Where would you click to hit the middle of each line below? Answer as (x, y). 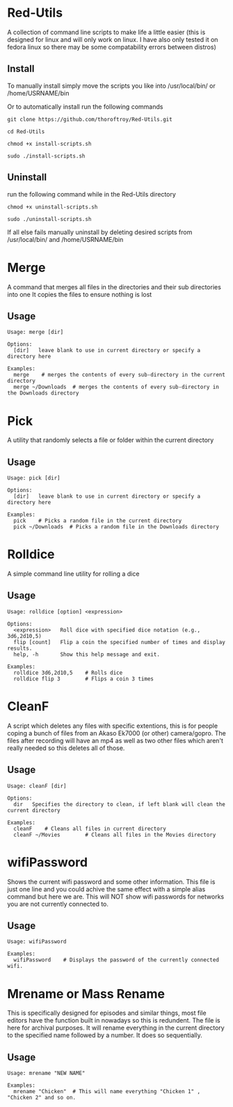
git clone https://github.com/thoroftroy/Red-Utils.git (90, 119)
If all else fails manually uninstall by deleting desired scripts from (100, 232)
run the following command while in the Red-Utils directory (91, 194)
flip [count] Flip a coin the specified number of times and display (120, 642)
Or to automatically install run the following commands (85, 107)
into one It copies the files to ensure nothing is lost (80, 294)
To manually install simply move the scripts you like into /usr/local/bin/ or (111, 86)
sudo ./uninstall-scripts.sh (49, 219)
